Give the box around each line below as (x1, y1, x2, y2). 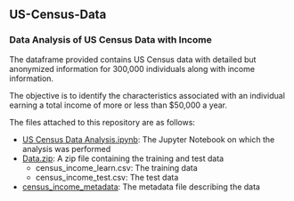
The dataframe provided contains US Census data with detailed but (9, 53, 257, 65)
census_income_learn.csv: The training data (35, 162, 198, 173)
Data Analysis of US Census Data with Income (9, 34, 212, 46)
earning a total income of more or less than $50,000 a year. (9, 100, 227, 110)
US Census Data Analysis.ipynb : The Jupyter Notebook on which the (21, 133, 275, 145)
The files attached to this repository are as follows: (9, 117, 196, 127)
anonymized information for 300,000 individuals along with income (9, 63, 256, 74)
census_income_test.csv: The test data (35, 172, 179, 182)
